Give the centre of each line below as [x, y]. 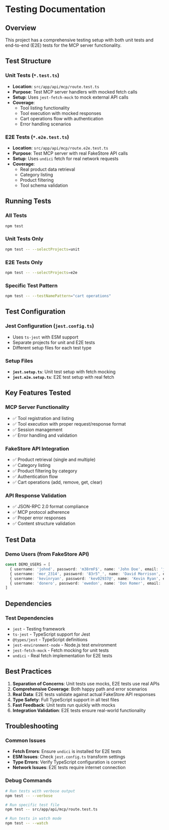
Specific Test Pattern [31, 286]
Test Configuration [35, 312]
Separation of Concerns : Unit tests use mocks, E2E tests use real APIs [86, 683]
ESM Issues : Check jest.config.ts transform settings [69, 757]
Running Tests [28, 201]
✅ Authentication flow [35, 476]
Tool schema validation [44, 185]
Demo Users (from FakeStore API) [47, 554]
